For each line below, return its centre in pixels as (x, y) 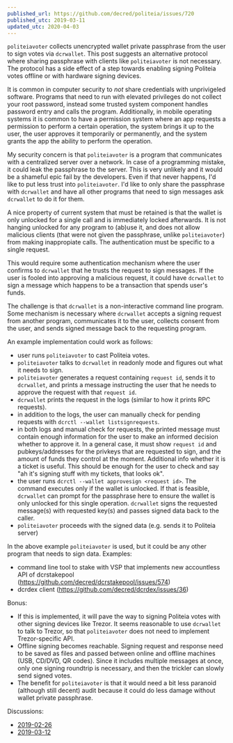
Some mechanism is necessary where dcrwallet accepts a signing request (114, 313)
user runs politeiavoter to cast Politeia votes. (83, 355)
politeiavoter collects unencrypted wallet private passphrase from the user (116, 47)
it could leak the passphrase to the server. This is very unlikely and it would (115, 170)
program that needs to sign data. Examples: (70, 554)
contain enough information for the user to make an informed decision (118, 437)
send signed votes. (45, 675)
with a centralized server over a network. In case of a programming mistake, (116, 162)
